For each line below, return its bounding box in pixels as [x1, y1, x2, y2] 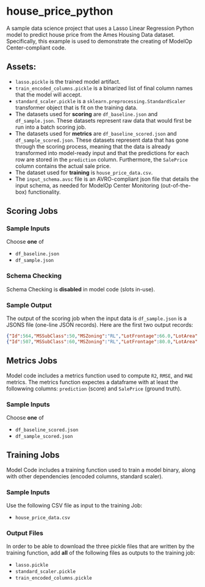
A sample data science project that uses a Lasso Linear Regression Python [6, 24, 194, 32]
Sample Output [6, 301, 52, 309]
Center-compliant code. [6, 44, 67, 51]
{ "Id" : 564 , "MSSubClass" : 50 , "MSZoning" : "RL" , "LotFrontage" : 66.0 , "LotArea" [6, 333, 198, 340]
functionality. [28, 188, 61, 195]
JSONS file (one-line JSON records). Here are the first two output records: [6, 321, 193, 329]
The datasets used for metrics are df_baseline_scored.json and [15, 129, 177, 137]
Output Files [6, 528, 44, 537]
